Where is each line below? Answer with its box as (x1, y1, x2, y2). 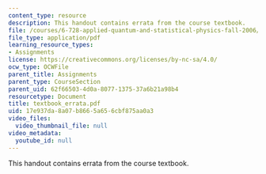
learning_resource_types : (8, 41, 93, 49)
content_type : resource (8, 11, 87, 20)
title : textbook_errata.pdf (8, 100, 101, 108)
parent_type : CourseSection (8, 78, 101, 85)
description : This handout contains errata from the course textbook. (8, 19, 246, 27)
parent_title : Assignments (8, 70, 97, 78)
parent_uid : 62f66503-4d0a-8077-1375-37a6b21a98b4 (8, 85, 179, 93)
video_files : (8, 115, 51, 123)
